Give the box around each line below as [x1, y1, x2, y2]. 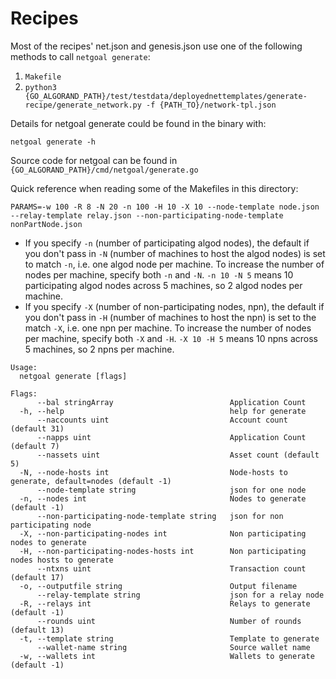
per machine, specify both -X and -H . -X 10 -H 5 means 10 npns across [24, 332, 318, 344]
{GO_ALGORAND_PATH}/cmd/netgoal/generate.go [10, 165, 199, 175]
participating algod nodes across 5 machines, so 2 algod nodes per [24, 279, 303, 291]
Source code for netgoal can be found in [10, 154, 178, 166]
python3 [24, 82, 57, 92]
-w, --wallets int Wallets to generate [19, 651, 315, 661]
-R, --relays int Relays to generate [19, 598, 311, 609]
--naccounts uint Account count [36, 415, 288, 425]
